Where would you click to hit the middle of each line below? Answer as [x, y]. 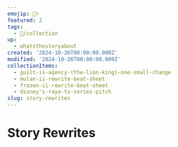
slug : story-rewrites [39, 99]
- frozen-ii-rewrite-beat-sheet [61, 85]
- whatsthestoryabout [45, 46]
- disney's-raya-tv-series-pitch [63, 92]
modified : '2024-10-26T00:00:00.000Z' [64, 59]
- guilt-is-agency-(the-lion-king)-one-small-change [93, 72]
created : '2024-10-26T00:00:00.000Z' [63, 53]
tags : [15, 27]
